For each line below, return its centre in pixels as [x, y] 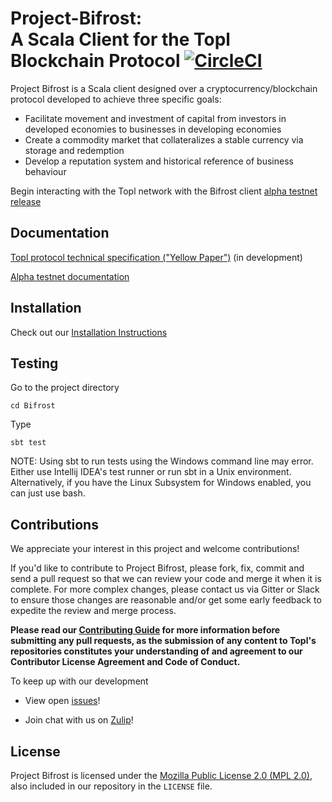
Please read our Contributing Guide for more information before [145, 630]
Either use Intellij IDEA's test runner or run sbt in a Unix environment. [151, 472]
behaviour [45, 171]
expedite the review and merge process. [93, 611]
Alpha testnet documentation [70, 276]
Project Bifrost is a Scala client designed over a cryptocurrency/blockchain [164, 88]
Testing [34, 363]
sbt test [28, 443]
